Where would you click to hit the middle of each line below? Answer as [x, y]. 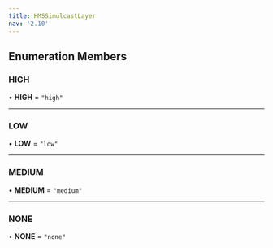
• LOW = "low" [33, 144]
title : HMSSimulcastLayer [52, 16]
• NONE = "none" [37, 237]
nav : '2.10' [28, 24]
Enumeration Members [68, 57]
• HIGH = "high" [36, 98]
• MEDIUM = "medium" [45, 190]
